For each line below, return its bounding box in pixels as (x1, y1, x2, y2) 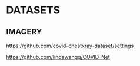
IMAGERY (6, 27, 42, 37)
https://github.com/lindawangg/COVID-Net (6, 54, 110, 60)
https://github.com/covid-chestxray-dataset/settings (6, 42, 134, 49)
